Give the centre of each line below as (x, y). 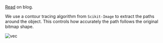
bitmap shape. (20, 27)
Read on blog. (19, 7)
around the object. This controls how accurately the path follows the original (82, 21)
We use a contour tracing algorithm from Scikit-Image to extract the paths (80, 16)
